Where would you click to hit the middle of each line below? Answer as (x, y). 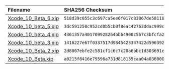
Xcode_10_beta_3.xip (33, 43)
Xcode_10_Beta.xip (31, 59)
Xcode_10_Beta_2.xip (33, 51)
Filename (19, 10)
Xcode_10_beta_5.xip (33, 26)
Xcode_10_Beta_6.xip (33, 18)
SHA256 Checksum (88, 10)
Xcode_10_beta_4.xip (33, 34)
